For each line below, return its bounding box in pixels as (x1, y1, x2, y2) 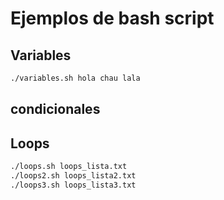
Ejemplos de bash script (10, 7, 215, 30)
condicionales (10, 101, 101, 118)
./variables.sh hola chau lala (10, 73, 141, 83)
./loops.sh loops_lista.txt (10, 162, 128, 172)
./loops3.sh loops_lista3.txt (10, 180, 137, 190)
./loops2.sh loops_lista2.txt (10, 170, 137, 181)
